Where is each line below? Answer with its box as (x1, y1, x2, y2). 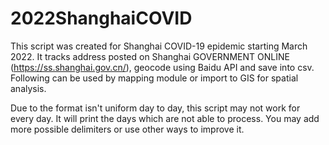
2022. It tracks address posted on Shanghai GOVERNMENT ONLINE (10, 50, 290, 62)
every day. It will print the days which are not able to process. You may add (10, 112, 320, 124)
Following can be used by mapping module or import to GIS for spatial (10, 72, 299, 84)
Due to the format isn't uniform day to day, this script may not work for (10, 102, 301, 114)
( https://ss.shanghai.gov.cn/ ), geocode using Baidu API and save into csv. (10, 61, 315, 73)
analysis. (10, 82, 47, 94)
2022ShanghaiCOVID (10, 7, 193, 30)
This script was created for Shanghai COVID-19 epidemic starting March (10, 40, 308, 52)
